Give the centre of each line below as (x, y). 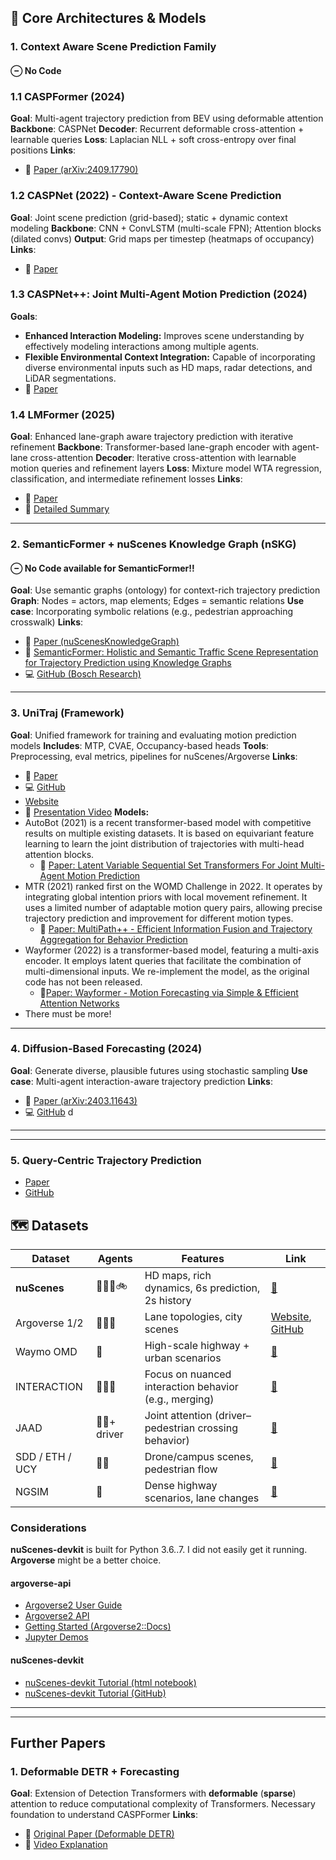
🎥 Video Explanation (66, 1845)
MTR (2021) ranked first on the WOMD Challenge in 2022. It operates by (173, 886)
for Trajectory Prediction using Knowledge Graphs (128, 663)
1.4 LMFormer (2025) (63, 414)
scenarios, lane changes (202, 1498)
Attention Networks (79, 1003)
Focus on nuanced (188, 1374)
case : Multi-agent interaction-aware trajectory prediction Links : (141, 1081)
